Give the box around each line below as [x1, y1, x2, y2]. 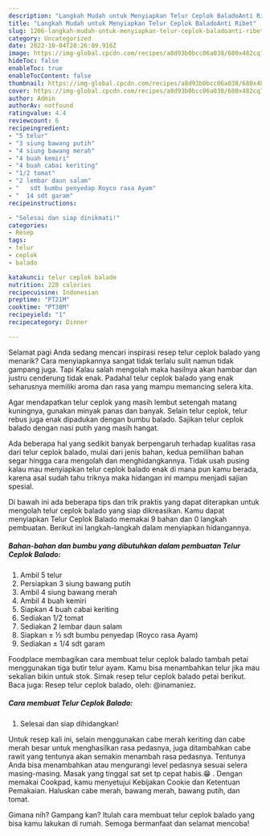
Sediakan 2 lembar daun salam [19, 622, 123, 631]
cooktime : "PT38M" [8, 303, 70, 311]
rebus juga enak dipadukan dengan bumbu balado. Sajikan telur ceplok [8, 414, 243, 424]
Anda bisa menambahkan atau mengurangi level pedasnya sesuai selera [8, 759, 247, 770]
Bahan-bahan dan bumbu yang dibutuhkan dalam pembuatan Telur [8, 541, 241, 551]
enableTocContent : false [8, 72, 92, 80]
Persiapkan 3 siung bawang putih [19, 578, 131, 589]
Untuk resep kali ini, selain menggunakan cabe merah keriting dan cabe [8, 734, 246, 744]
